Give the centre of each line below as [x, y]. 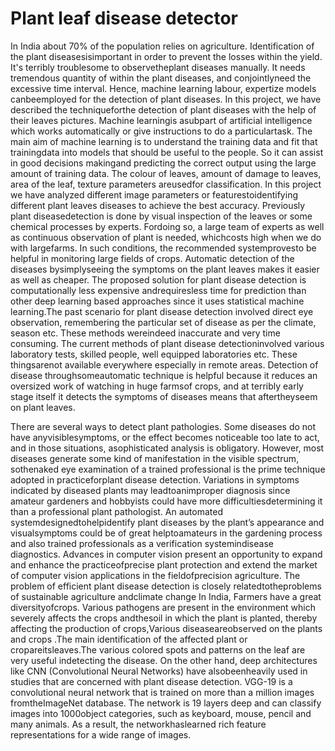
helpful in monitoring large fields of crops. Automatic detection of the [152, 258]
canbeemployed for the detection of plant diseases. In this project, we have [166, 99]
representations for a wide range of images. [101, 734]
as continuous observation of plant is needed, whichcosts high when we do [166, 237]
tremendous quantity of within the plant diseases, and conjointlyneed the [161, 78]
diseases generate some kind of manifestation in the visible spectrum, [155, 458]
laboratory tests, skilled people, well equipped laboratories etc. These [154, 354]
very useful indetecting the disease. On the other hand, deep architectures [164, 660]
